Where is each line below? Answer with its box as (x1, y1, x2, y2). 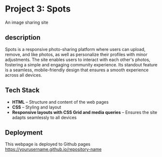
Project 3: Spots (5, 3, 71, 15)
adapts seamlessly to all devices (12, 114, 77, 120)
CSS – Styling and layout (12, 104, 61, 110)
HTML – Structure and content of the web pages (12, 99, 109, 105)
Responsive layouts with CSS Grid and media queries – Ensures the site (12, 109, 157, 115)
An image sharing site (5, 19, 48, 25)
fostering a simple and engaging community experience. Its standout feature (5, 62, 158, 67)
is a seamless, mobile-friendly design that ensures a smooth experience (5, 67, 149, 73)
